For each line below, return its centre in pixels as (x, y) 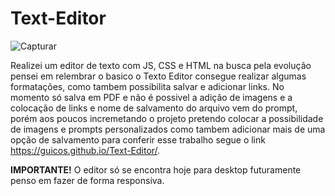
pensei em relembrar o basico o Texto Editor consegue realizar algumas (158, 76)
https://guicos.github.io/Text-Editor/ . (85, 150)
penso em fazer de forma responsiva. (87, 180)
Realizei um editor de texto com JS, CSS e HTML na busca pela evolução (161, 65)
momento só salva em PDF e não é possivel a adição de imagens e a (151, 97)
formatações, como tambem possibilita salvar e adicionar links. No (147, 86)
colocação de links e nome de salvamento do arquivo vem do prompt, (154, 108)
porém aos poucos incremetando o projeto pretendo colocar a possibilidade (167, 118)
